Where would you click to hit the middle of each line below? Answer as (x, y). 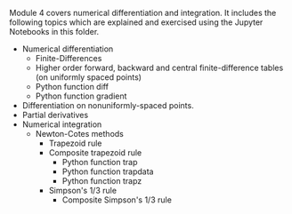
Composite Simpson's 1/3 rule (117, 200)
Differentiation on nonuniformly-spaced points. (108, 105)
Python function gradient (81, 96)
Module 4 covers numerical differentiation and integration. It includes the (143, 13)
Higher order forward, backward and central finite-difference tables (159, 67)
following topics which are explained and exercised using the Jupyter (136, 22)
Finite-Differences (69, 58)
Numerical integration (62, 124)
